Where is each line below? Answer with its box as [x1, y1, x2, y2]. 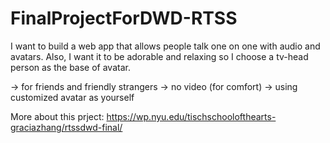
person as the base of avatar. [10, 61, 131, 73]
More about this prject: [10, 110, 105, 122]
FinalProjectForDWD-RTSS [10, 7, 238, 30]
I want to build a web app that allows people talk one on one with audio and [10, 40, 321, 52]
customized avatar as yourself [10, 91, 135, 103]
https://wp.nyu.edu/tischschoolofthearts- [106, 110, 277, 122]
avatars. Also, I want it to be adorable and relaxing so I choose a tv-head [10, 50, 309, 62]
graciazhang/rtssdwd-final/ [10, 121, 123, 133]
